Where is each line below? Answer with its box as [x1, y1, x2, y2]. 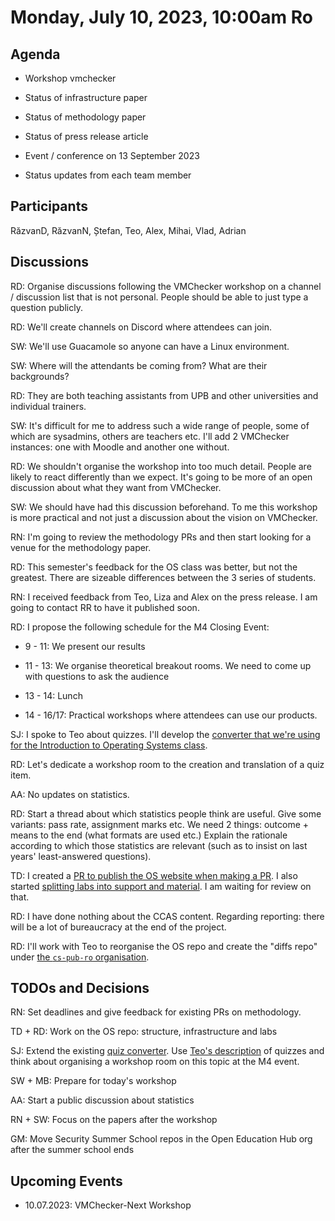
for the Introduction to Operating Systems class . [10, 739, 208, 751]
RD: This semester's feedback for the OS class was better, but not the [10, 561, 298, 573]
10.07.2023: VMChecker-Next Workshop [24, 1199, 192, 1211]
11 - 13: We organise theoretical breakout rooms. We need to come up [24, 659, 312, 671]
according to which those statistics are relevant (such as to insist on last [10, 839, 308, 851]
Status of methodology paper [24, 111, 147, 123]
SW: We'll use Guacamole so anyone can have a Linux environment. [10, 340, 290, 352]
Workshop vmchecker [24, 72, 117, 84]
